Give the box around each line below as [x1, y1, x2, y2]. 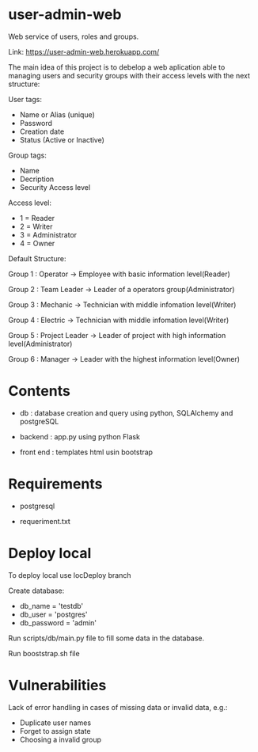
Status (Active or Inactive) [19, 135, 105, 144]
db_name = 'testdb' [19, 601, 84, 610]
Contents [8, 382, 71, 401]
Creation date [19, 127, 65, 136]
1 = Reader [19, 213, 55, 222]
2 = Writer [19, 222, 53, 231]
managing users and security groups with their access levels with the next [8, 70, 251, 80]
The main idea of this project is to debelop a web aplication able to [8, 62, 226, 72]
